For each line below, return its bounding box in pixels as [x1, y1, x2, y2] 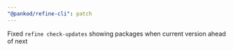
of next [7, 36, 28, 45]
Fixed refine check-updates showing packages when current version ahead [7, 29, 226, 38]
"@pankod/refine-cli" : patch [7, 10, 92, 17]
